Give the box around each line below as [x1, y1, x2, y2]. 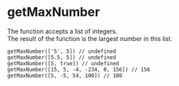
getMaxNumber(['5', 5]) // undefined [7, 48, 117, 55]
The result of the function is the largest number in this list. [7, 34, 173, 42]
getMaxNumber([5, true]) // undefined [7, 60, 119, 67]
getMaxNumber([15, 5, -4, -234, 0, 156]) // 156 [7, 66, 151, 73]
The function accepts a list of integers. [7, 27, 118, 35]
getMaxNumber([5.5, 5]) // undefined [7, 53, 117, 61]
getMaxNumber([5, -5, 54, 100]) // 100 [7, 72, 123, 79]
